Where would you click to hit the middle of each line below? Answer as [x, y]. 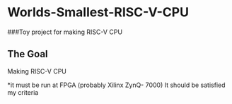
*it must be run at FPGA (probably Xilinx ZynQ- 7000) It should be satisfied [116, 85]
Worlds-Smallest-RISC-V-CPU [98, 12]
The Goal [28, 54]
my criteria [23, 92]
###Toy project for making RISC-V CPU [65, 32]
